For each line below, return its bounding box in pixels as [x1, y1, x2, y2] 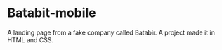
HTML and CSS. [7, 35, 54, 44]
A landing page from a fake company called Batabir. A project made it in [7, 28, 216, 37]
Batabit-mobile [7, 5, 96, 21]
